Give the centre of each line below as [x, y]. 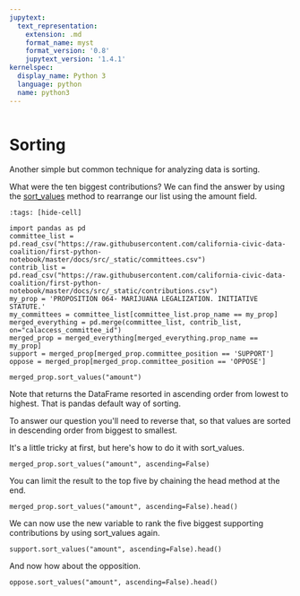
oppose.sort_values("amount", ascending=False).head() [114, 583]
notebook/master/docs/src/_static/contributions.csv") [114, 291]
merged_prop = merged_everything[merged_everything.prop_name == [133, 338]
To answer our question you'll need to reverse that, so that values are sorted [150, 421]
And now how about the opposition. [75, 566]
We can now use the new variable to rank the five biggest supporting [137, 523]
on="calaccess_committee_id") [66, 331]
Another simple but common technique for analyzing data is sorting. [135, 169]
